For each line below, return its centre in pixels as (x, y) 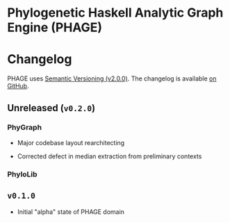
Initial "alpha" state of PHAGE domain (71, 212)
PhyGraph (25, 128)
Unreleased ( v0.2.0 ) (51, 108)
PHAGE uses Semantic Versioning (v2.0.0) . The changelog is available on (112, 79)
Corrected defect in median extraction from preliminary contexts (109, 156)
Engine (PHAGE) (55, 27)
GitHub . (18, 86)
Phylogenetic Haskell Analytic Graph (115, 13)
